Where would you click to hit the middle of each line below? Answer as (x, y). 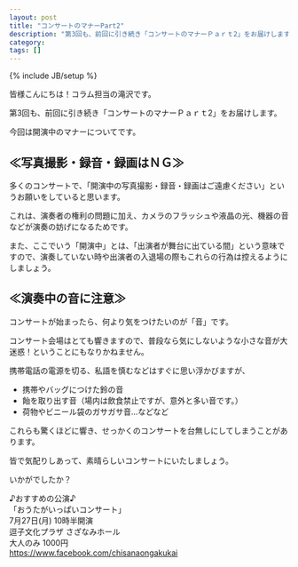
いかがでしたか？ (40, 479)
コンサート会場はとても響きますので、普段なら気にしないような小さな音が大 (149, 340)
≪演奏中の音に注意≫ (67, 299)
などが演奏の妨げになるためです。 (71, 227)
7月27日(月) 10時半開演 (51, 520)
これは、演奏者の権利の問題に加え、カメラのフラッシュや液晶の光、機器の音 (149, 215)
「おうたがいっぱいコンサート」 (67, 509)
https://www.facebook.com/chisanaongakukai (94, 553)
